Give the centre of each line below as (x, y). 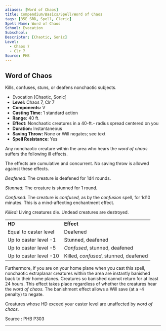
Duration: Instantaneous (37, 128)
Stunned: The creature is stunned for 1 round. (51, 188)
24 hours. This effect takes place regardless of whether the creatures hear (81, 284)
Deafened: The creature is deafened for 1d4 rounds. (58, 178)
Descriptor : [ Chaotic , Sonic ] (36, 38)
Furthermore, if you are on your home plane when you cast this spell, (75, 268)
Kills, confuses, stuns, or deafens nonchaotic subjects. (61, 87)
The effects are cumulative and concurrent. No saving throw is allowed (77, 164)
